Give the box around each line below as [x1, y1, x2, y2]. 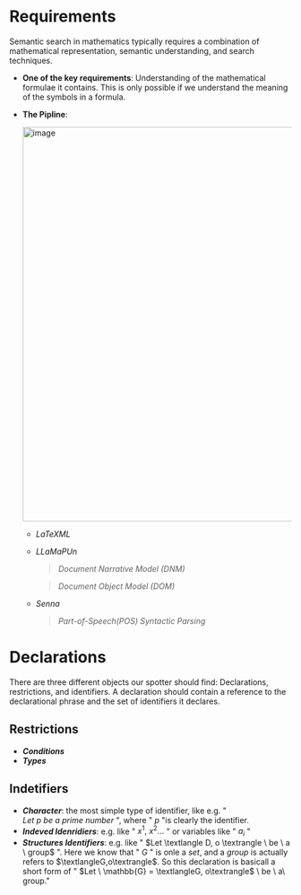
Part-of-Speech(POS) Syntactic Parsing [57, 615, 206, 626]
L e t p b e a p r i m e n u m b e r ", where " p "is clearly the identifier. [21, 814, 249, 825]
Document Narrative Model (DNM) [57, 563, 185, 574]
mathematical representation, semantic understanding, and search [9, 45, 255, 56]
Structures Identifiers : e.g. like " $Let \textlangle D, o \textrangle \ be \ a [21, 837, 291, 847]
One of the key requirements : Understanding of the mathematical [21, 72, 266, 83]
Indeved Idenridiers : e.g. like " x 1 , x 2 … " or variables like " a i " [21, 824, 251, 838]
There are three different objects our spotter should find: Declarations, [9, 676, 269, 688]
